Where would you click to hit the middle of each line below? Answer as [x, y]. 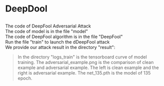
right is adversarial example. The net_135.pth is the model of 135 [84, 72]
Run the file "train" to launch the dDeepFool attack [58, 42]
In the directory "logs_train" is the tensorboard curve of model [82, 57]
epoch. [25, 78]
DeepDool [26, 9]
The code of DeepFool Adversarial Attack [48, 26]
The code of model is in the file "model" [47, 31]
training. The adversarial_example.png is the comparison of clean [86, 62]
